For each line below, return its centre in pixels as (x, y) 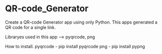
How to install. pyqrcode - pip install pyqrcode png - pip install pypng (75, 46)
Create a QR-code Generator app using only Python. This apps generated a (81, 22)
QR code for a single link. (30, 27)
